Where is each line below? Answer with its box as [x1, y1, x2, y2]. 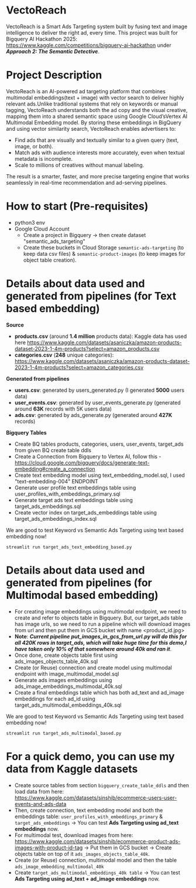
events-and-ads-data [14, 800, 67, 807]
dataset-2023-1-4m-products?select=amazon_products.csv [14, 345, 160, 352]
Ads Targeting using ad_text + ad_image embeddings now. [14, 875, 160, 882]
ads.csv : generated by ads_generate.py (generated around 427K [14, 411, 173, 418]
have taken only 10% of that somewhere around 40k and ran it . [14, 645, 172, 652]
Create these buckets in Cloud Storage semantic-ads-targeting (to [23, 244, 184, 251]
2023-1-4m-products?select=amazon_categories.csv [14, 364, 144, 371]
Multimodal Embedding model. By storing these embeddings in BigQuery [6, 118, 181, 126]
